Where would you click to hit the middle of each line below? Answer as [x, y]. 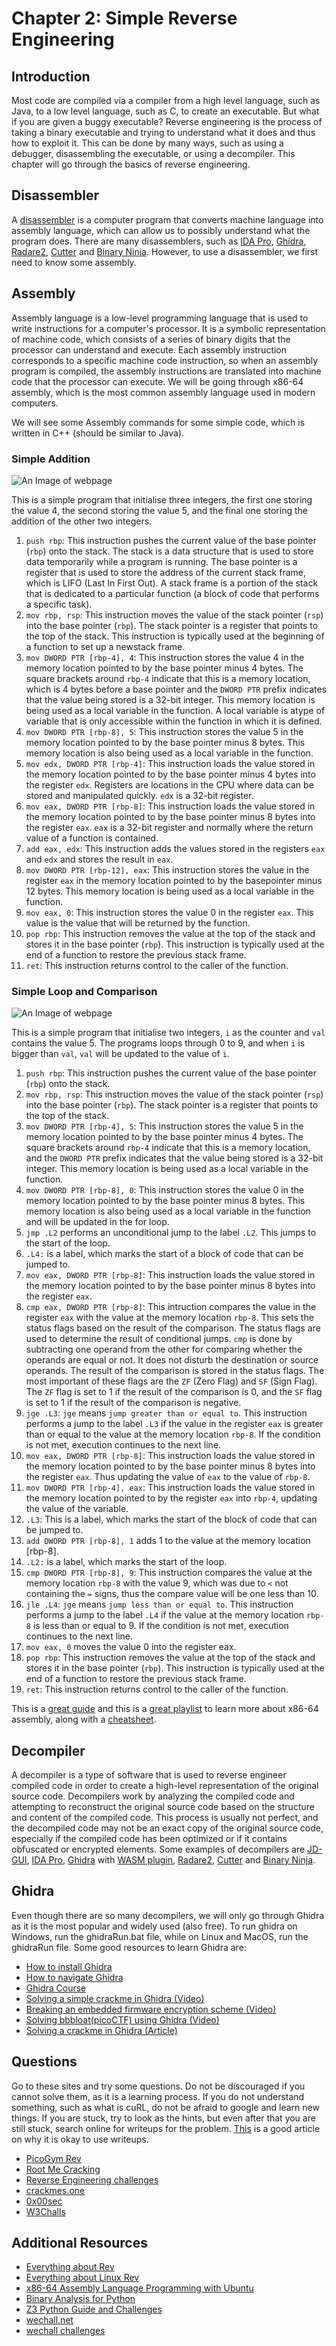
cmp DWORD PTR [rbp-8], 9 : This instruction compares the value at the [169, 1573]
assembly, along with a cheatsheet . [84, 1719]
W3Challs [45, 2211]
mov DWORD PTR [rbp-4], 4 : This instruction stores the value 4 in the [165, 657]
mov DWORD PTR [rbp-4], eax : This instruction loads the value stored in [170, 1488]
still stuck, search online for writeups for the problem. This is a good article [166, 2128]
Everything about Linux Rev [82, 2278]
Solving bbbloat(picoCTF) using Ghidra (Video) [122, 2019]
